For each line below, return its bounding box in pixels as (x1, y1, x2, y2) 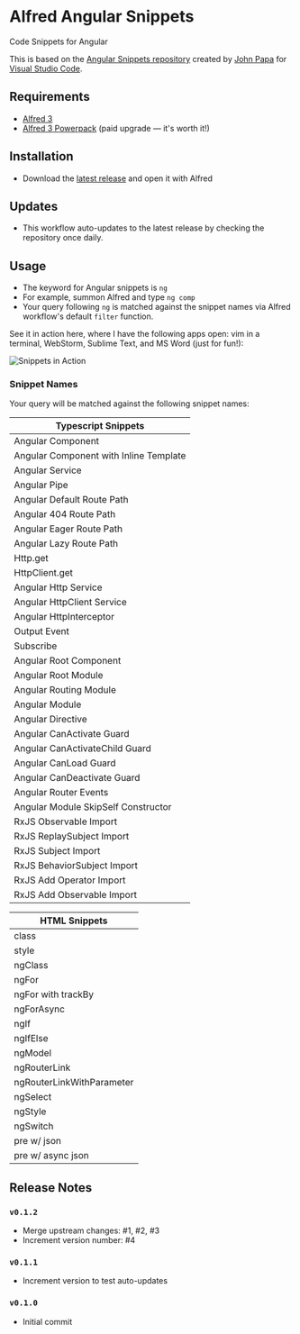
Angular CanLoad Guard (14, 757, 116, 769)
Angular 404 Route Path (14, 508, 116, 521)
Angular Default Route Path (14, 494, 129, 506)
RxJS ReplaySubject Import (14, 830, 130, 843)
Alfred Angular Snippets (9, 6, 195, 27)
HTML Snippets (40, 914, 108, 927)
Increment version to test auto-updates (22, 1275, 168, 1286)
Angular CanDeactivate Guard (14, 772, 141, 785)
